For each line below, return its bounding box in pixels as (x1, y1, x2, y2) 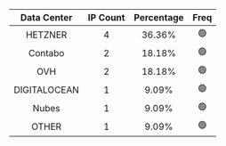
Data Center (20, 12, 73, 23)
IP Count (87, 12, 125, 23)
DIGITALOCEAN (13, 84, 80, 96)
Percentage (133, 12, 184, 23)
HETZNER (25, 28, 68, 41)
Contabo (28, 46, 65, 59)
